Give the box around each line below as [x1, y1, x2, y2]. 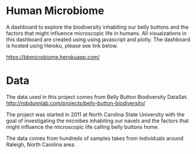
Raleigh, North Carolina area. [6, 141, 76, 148]
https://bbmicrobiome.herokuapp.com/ [6, 53, 100, 60]
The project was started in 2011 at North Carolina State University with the [6, 111, 185, 118]
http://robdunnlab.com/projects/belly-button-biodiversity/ [6, 100, 146, 107]
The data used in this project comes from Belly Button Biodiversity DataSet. [6, 93, 188, 100]
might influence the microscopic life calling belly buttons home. [6, 123, 160, 130]
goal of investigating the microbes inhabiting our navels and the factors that [6, 117, 189, 124]
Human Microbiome [6, 4, 104, 18]
